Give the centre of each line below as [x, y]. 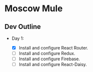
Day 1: [18, 38]
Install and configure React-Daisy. [53, 65]
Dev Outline [23, 27]
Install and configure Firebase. [49, 59]
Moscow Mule [34, 9]
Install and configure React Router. [54, 48]
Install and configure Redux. [47, 53]
